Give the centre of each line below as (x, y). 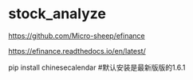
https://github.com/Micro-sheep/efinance (77, 36)
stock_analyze (57, 14)
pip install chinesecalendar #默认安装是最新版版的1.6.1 (97, 67)
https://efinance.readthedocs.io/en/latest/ (77, 51)
